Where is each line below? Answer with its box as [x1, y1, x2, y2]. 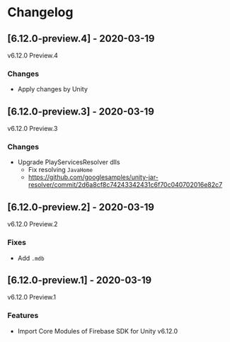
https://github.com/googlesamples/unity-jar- [28, 173, 159, 181]
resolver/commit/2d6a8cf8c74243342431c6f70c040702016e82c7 [28, 181, 223, 189]
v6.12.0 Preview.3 [7, 125, 58, 133]
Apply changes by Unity [17, 85, 88, 93]
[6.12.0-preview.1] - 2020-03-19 [7, 274, 152, 286]
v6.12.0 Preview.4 [7, 51, 59, 59]
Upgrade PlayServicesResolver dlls [17, 158, 120, 166]
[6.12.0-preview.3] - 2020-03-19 [7, 106, 154, 118]
